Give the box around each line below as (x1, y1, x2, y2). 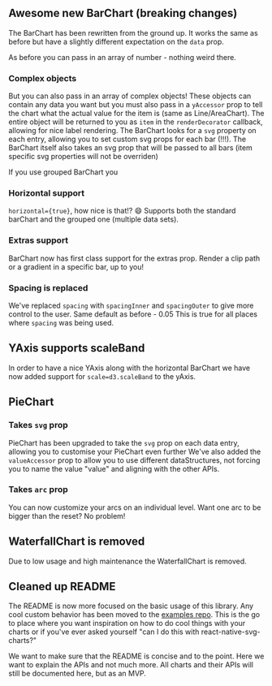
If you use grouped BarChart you (8, 167, 119, 177)
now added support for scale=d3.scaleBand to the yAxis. (8, 371, 196, 381)
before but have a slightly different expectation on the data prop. (8, 37, 225, 46)
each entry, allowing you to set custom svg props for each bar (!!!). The (8, 134, 246, 145)
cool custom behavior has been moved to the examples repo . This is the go (8, 610, 261, 619)
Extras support (8, 235, 69, 246)
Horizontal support (8, 188, 85, 199)
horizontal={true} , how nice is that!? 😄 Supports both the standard (8, 206, 236, 216)
